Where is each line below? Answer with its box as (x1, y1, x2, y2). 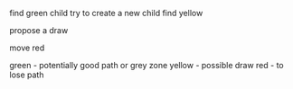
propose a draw (9, 25, 69, 35)
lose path (9, 69, 44, 80)
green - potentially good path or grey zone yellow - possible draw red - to (9, 60, 285, 70)
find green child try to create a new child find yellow (9, 8, 203, 18)
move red (9, 42, 45, 53)
